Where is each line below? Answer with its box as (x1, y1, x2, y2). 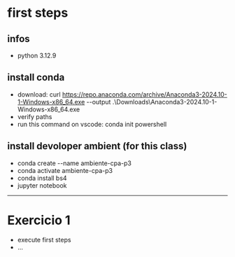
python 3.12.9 (17, 51, 57, 60)
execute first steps (17, 235, 71, 244)
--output (86, 97, 111, 106)
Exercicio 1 (7, 212, 71, 228)
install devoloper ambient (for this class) (7, 140, 187, 152)
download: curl (17, 90, 61, 99)
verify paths (17, 112, 52, 120)
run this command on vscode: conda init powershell (17, 120, 167, 128)
